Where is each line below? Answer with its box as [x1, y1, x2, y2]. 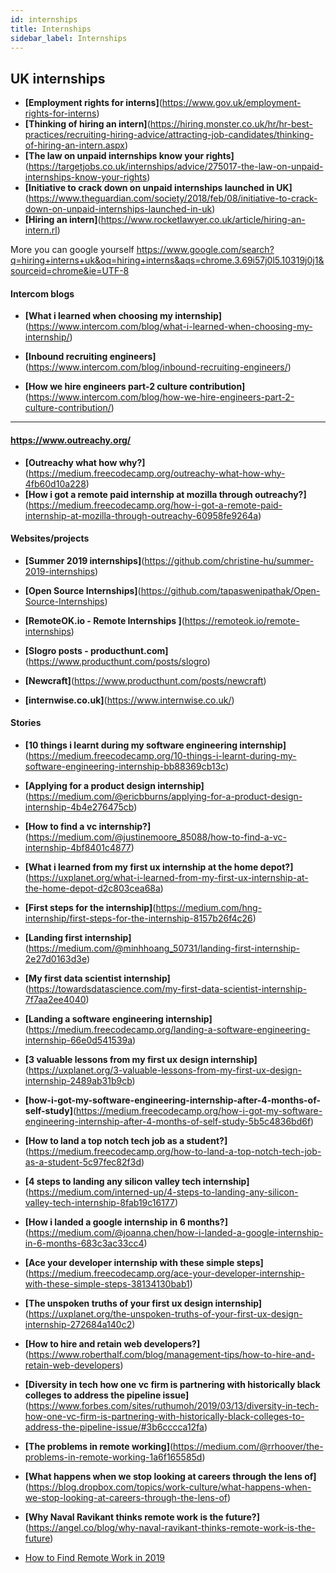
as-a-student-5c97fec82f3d [24, 1156, 142, 1168]
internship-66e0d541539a [24, 1034, 133, 1046]
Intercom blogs [10, 287, 75, 300]
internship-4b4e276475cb [24, 801, 135, 813]
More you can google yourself [10, 244, 135, 256]
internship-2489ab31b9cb [24, 1075, 133, 1086]
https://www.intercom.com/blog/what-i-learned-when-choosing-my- [28, 321, 313, 333]
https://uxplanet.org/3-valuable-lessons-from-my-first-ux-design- [28, 1064, 302, 1076]
